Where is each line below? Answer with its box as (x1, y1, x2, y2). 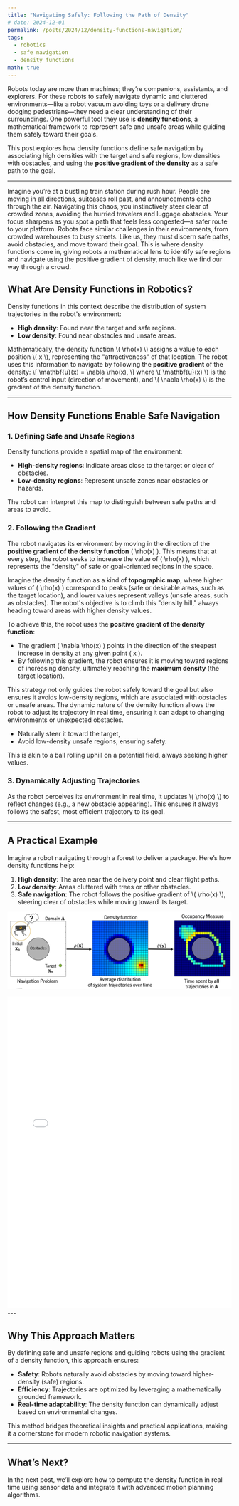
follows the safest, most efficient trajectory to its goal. (7, 807, 165, 815)
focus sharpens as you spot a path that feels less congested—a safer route (7, 217, 228, 226)
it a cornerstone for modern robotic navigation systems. (7, 1429, 171, 1438)
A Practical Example (7, 835, 98, 847)
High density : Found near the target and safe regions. (17, 323, 176, 332)
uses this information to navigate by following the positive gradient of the (7, 360, 224, 368)
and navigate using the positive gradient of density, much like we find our (7, 255, 223, 263)
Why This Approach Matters (7, 1329, 136, 1342)
